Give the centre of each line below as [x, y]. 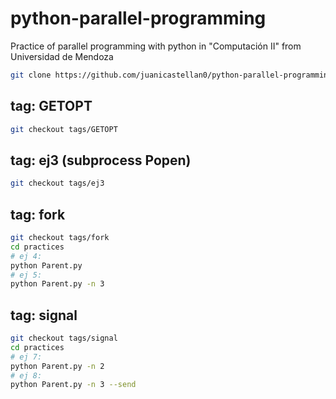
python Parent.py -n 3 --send [73, 385]
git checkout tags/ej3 [57, 183]
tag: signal [44, 315]
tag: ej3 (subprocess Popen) [101, 160]
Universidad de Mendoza [62, 56]
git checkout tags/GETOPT [64, 129]
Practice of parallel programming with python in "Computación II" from [156, 46]
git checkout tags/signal [64, 338]
